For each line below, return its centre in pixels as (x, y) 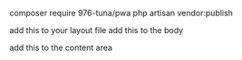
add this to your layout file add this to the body (97, 30)
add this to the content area (61, 47)
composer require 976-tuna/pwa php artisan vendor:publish (121, 13)
